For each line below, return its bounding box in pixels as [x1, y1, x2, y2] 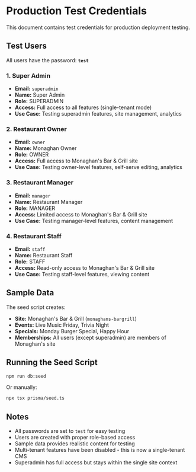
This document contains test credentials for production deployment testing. [6, 24, 191, 31]
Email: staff [14, 245, 46, 253]
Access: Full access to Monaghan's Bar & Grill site [14, 157, 138, 164]
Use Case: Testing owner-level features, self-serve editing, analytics [14, 164, 182, 171]
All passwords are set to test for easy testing [14, 428, 126, 435]
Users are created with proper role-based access [14, 434, 136, 441]
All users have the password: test [6, 56, 89, 63]
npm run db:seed [6, 373, 46, 379]
